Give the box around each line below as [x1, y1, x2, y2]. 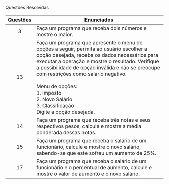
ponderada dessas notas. [36, 129, 97, 136]
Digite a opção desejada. [36, 108, 95, 115]
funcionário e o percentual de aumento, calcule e [36, 164, 152, 171]
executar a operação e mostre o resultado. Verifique [36, 58, 159, 65]
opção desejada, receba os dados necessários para [36, 52, 159, 58]
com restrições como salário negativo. [36, 70, 127, 77]
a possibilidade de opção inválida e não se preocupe [36, 64, 160, 71]
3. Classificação [36, 102, 74, 109]
